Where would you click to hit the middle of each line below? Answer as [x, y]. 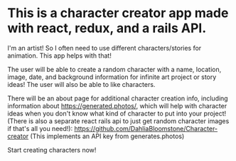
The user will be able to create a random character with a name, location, [114, 69]
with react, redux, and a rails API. [107, 28]
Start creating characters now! [52, 150]
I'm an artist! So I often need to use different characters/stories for [104, 48]
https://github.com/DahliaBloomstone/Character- [146, 128]
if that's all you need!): [40, 128]
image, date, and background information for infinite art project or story [112, 77]
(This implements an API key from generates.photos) [107, 136]
